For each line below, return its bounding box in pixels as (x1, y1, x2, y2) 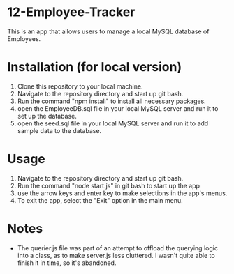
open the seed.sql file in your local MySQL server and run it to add (17, 119, 209, 128)
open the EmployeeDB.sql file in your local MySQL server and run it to (17, 104, 219, 112)
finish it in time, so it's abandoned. (17, 259, 117, 267)
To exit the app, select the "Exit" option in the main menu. (17, 196, 183, 204)
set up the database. (17, 112, 77, 120)
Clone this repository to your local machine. (17, 82, 143, 91)
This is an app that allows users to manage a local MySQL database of (7, 27, 210, 36)
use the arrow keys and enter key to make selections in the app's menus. (17, 189, 228, 197)
